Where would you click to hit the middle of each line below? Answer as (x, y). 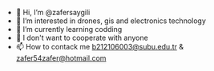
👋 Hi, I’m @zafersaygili (53, 12)
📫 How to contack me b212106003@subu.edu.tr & (100, 47)
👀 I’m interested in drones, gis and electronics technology (111, 21)
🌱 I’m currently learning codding (69, 29)
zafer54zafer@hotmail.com (61, 58)
